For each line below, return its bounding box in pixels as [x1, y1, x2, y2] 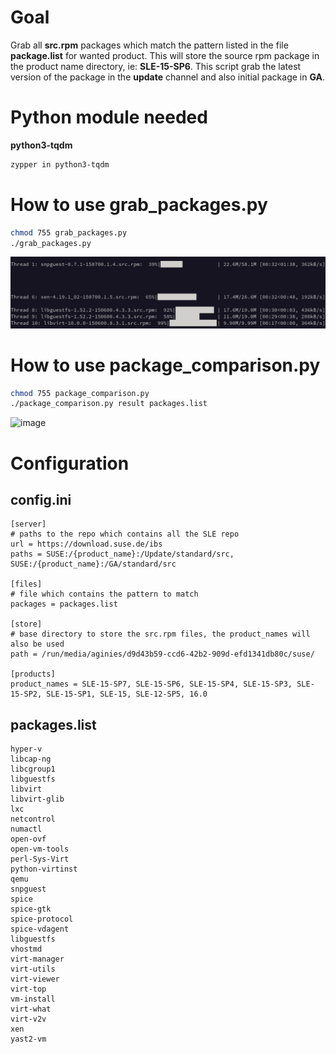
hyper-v [10, 744, 43, 755]
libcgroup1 [10, 764, 56, 775]
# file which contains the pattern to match [10, 589, 199, 600]
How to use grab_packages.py [10, 193, 268, 216]
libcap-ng [10, 754, 52, 765]
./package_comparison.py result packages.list [10, 399, 208, 409]
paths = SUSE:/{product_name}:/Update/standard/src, [10, 549, 235, 560]
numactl [10, 824, 43, 835]
